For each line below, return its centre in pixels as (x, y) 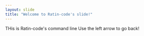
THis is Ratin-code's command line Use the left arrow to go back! (72, 28)
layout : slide (20, 10)
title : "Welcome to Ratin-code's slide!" (49, 14)
